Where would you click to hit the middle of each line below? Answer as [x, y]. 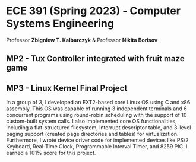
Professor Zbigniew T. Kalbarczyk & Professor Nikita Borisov [82, 40]
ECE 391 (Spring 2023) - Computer [94, 11]
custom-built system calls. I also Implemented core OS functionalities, [91, 121]
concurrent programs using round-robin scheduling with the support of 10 [97, 115]
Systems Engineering [60, 23]
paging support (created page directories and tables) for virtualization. [92, 134]
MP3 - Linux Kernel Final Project [67, 88]
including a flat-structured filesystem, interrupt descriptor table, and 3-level [99, 128]
